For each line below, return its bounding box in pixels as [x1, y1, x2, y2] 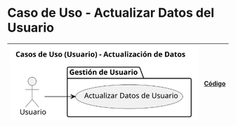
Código [204, 79, 226, 87]
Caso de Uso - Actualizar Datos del [7, 5, 215, 21]
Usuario [7, 20, 55, 36]
